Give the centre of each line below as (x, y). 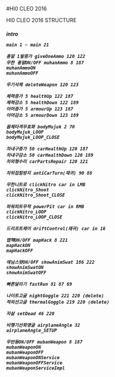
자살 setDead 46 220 (30, 313)
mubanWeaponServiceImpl (36, 368)
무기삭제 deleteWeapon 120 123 (43, 85)
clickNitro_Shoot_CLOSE (36, 195)
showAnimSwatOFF (26, 273)
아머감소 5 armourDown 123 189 (43, 115)
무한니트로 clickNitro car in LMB (46, 184)
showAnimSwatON (25, 267)
